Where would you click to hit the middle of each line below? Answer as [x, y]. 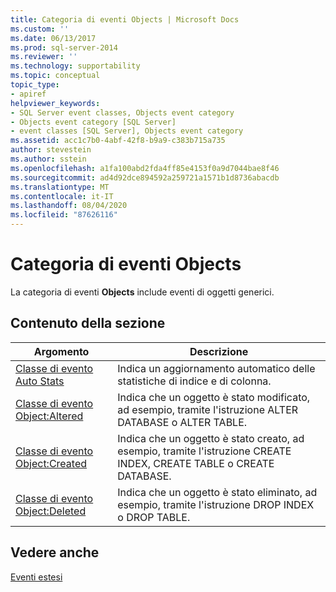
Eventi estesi [36, 577]
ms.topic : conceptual [55, 76]
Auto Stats [40, 381]
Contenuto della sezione [88, 323]
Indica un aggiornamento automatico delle [216, 368]
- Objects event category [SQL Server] [93, 122]
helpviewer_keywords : [55, 103]
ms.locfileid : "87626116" [64, 215]
